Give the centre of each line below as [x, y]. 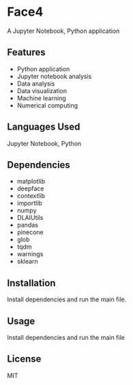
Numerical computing [47, 105]
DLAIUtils [30, 218]
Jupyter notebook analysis [54, 76]
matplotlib [31, 182]
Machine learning [41, 98]
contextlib [31, 196]
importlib [29, 203]
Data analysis [36, 84]
